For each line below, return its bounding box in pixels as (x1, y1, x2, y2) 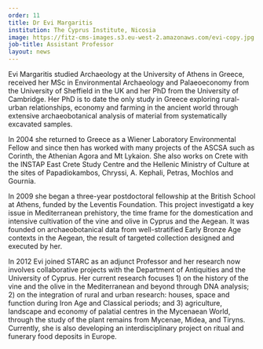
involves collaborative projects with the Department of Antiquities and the (8, 265, 246, 274)
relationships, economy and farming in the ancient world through (28, 103, 239, 112)
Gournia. (8, 176, 37, 185)
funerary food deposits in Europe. (8, 332, 118, 341)
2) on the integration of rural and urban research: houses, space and (8, 290, 230, 299)
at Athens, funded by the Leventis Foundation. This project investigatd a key (8, 200, 254, 209)
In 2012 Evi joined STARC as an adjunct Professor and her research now (8, 256, 241, 266)
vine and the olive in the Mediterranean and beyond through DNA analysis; (8, 282, 250, 291)
